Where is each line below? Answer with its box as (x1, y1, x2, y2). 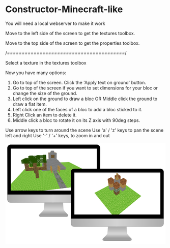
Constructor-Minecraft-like (5, 4, 123, 15)
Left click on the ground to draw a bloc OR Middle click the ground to (12, 96, 158, 102)
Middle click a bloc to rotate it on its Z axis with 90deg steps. (12, 117, 140, 123)
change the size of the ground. (12, 90, 77, 96)
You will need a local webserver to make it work (5, 20, 105, 26)
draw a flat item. (12, 101, 47, 107)
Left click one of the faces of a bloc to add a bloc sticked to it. (12, 106, 143, 112)
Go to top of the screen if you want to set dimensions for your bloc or (12, 85, 158, 91)
